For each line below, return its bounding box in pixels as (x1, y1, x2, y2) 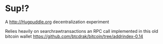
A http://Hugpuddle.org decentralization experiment (5, 19, 109, 25)
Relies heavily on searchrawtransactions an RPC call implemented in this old (5, 28, 159, 34)
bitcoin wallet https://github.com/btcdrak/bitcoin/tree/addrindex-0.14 (5, 33, 143, 39)
